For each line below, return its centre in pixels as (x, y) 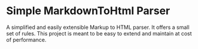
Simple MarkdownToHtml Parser (88, 11)
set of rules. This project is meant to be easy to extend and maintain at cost (99, 33)
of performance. (26, 40)
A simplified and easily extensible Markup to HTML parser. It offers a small (98, 27)
